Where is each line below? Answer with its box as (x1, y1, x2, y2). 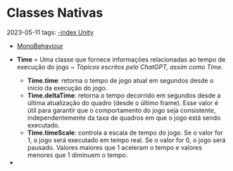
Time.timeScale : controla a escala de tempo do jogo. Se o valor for (27, 128, 223, 137)
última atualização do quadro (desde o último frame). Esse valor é (27, 98, 219, 107)
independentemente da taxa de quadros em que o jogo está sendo (27, 114, 221, 122)
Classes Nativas (6, 5, 103, 21)
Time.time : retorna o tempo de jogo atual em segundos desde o (27, 76, 214, 85)
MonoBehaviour (16, 41, 63, 50)
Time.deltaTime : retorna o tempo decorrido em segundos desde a (27, 91, 221, 100)
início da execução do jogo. (27, 83, 108, 92)
